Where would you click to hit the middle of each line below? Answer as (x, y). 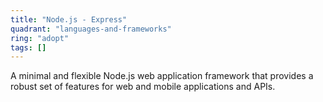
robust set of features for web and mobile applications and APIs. (143, 87)
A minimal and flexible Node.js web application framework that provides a (162, 76)
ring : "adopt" (40, 38)
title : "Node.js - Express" (69, 19)
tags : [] (28, 47)
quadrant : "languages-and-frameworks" (91, 29)
